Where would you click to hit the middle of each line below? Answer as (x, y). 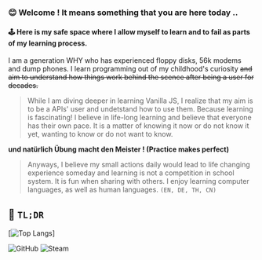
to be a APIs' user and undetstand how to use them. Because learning (140, 109)
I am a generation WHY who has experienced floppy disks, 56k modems (125, 60)
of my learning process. (48, 43)
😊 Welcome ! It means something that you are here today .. (123, 13)
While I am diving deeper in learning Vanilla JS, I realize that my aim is (140, 101)
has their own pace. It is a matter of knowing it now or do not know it (138, 126)
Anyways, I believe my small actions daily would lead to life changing (139, 165)
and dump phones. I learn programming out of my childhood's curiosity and (130, 69)
